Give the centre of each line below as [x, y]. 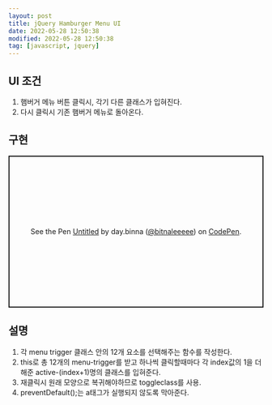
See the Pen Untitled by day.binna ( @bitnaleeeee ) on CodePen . [136, 232]
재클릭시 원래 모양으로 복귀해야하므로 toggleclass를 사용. [110, 382]
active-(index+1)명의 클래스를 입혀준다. [98, 372]
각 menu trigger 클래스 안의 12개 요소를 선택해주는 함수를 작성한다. [126, 352]
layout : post [30, 16]
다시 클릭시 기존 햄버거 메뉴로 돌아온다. [82, 112]
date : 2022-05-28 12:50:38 [54, 31]
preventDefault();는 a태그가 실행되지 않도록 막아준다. [104, 392]
